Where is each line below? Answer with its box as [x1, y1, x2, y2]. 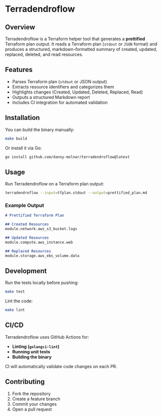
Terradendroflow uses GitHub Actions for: [5, 334, 89, 340]
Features [5, 66, 33, 74]
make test [5, 289, 25, 294]
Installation [5, 114, 40, 122]
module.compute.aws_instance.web [5, 240, 73, 245]
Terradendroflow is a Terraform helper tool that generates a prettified [5, 36, 145, 42]
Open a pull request [12, 406, 52, 412]
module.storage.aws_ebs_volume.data [5, 253, 80, 258]
